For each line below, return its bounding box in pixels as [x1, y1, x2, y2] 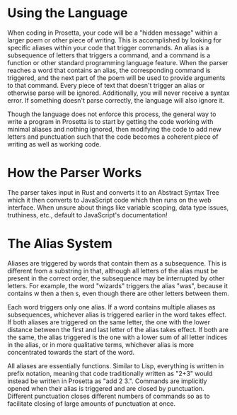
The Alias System [7, 236, 113, 252]
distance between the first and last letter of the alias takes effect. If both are [7, 325, 229, 334]
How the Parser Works [7, 165, 142, 181]
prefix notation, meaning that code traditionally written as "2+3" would [7, 369, 213, 377]
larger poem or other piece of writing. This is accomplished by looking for [7, 35, 222, 44]
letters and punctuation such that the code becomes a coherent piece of [7, 132, 219, 141]
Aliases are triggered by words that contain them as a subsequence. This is [7, 258, 227, 267]
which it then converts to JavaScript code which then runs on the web [7, 195, 212, 204]
